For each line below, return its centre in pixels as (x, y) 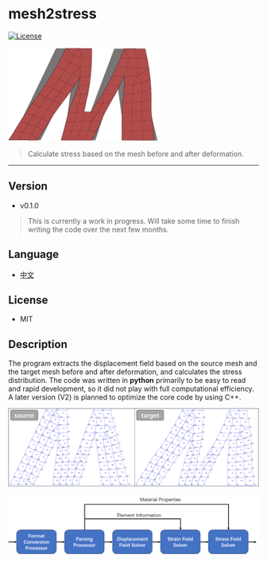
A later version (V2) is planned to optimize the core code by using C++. (125, 397)
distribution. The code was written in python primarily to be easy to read (127, 381)
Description (38, 344)
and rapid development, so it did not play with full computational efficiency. (131, 389)
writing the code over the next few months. (98, 229)
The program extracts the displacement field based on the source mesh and (133, 364)
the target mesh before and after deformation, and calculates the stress (125, 372)
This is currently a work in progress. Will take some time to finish (133, 221)
